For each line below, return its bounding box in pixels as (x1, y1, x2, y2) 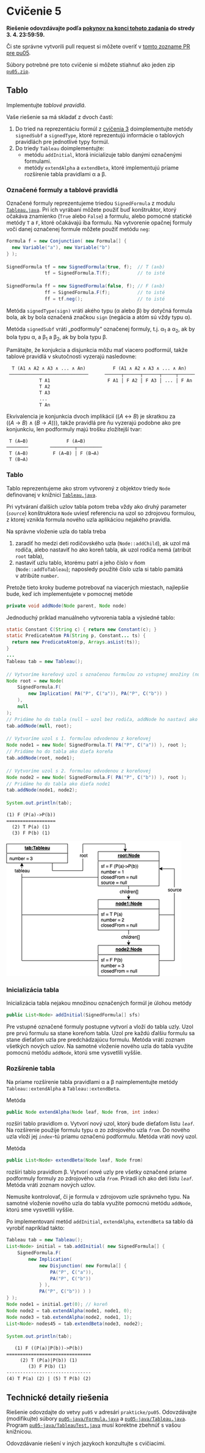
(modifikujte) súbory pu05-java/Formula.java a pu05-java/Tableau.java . (6, 1415, 187, 1423)
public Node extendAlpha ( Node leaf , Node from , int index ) (6, 1109, 160, 1115)
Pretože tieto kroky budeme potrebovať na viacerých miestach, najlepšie (6, 584, 189, 591)
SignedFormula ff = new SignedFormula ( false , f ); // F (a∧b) (6, 283, 165, 289)
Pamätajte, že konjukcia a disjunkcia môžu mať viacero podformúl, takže (6, 346, 188, 354)
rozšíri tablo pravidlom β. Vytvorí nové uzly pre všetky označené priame (6, 1168, 187, 1175)
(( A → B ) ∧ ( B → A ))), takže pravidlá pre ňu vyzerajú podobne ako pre (6, 419, 181, 426)
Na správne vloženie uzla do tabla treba (6, 528, 107, 535)
